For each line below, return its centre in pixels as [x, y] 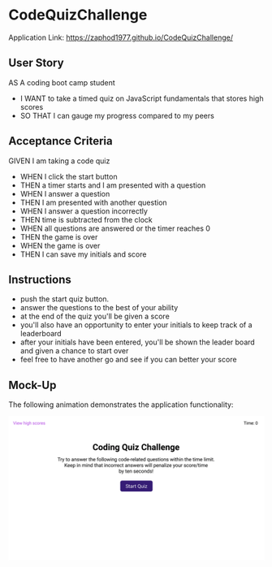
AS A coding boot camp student [62, 82]
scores [32, 106]
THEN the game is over [59, 236]
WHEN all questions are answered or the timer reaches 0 [115, 228]
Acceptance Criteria [60, 141]
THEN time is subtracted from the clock [86, 219]
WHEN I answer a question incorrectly [84, 211]
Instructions [40, 279]
